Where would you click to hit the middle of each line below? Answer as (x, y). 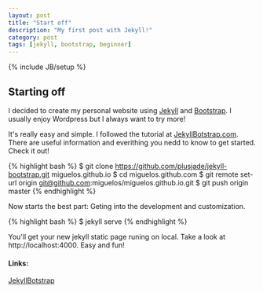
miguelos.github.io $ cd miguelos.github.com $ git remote (145, 174)
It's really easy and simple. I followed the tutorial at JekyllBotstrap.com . (123, 134)
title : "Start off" (40, 23)
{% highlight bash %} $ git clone (61, 166)
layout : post (29, 15)
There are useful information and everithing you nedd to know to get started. (132, 142)
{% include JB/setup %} (47, 67)
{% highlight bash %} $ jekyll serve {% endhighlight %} (98, 222)
